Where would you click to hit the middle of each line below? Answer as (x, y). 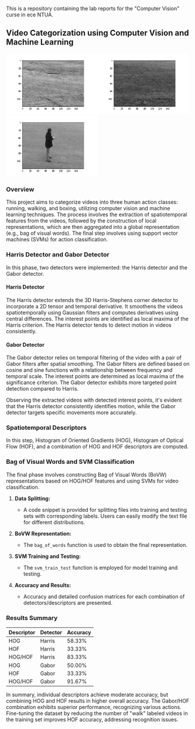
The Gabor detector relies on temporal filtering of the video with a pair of (94, 358)
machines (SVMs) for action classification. (57, 239)
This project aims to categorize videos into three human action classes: (92, 202)
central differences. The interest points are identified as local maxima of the (97, 319)
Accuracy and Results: (43, 585)
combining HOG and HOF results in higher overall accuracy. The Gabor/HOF (98, 701)
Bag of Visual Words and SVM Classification (70, 462)
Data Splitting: (32, 498)
